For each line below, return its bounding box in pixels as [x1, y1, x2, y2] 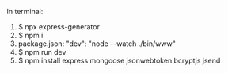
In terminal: [6, 7, 44, 16]
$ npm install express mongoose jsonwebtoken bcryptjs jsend [17, 56, 221, 65]
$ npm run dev [17, 48, 66, 56]
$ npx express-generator [17, 22, 100, 31]
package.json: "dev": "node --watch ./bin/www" [17, 39, 177, 48]
